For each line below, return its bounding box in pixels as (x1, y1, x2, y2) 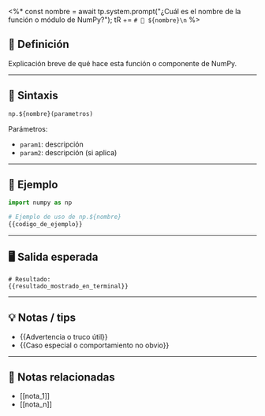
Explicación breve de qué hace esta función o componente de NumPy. (8, 58, 237, 68)
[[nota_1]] (19, 392, 50, 401)
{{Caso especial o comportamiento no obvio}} (19, 340, 170, 350)
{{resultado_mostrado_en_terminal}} (8, 282, 129, 290)
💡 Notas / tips (8, 311, 77, 325)
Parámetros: (8, 124, 48, 133)
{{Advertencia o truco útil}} (19, 332, 108, 341)
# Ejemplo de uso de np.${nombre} (8, 213, 122, 221)
